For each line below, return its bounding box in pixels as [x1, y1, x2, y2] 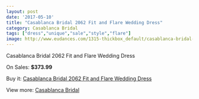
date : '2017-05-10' [6, 14, 54, 20]
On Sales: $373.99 [6, 64, 53, 71]
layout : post [6, 8, 38, 15]
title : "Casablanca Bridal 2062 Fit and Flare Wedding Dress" [6, 19, 163, 25]
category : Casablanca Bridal [6, 25, 78, 31]
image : [6, 36, 23, 42]
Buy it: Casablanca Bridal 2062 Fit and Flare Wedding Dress [6, 75, 152, 82]
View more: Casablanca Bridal [6, 87, 80, 93]
